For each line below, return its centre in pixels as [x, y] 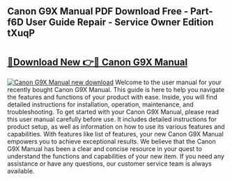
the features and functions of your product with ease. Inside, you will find [113, 97]
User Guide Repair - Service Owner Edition [119, 23]
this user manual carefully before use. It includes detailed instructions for [112, 119]
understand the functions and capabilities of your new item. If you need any [116, 156]
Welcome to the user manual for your [168, 82]
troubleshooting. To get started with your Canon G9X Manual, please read [113, 112]
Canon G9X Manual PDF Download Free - [98, 11]
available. [21, 171]
